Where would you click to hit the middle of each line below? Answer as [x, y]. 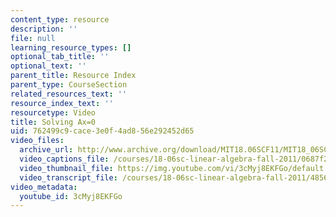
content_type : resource [60, 19]
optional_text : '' [48, 66]
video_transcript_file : [68, 177]
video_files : [37, 141]
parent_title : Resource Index [73, 76]
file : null [33, 38]
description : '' [44, 29]
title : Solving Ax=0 [53, 122]
